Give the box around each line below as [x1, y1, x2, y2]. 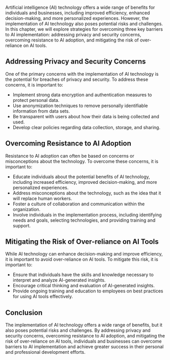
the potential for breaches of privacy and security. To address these [5, 76, 149, 82]
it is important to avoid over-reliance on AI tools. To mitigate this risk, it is [5, 256, 158, 263]
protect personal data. [12, 97, 60, 103]
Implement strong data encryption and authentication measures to [12, 92, 152, 98]
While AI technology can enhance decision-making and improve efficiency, [5, 251, 163, 257]
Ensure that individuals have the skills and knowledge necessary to [12, 271, 154, 278]
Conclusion [5, 308, 43, 317]
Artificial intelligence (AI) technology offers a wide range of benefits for [5, 5, 155, 10]
